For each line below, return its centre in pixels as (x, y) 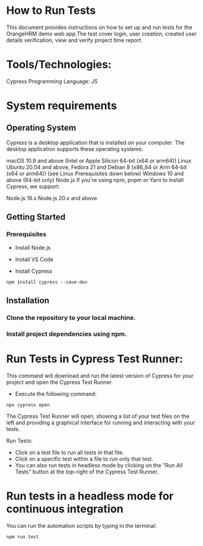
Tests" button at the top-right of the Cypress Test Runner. (87, 472)
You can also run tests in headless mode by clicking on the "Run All (99, 465)
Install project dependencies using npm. (66, 334)
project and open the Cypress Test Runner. (60, 382)
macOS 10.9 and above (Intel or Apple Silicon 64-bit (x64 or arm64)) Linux (99, 160)
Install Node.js (33, 247)
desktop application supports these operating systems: (75, 149)
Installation (28, 300)
